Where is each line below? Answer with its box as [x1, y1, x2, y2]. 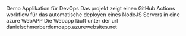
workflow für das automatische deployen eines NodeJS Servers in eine [6, 11, 180, 18]
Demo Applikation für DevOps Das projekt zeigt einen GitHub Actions [6, 5, 175, 12]
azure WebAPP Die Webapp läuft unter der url [6, 17, 118, 24]
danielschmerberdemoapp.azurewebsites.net [6, 23, 118, 30]
